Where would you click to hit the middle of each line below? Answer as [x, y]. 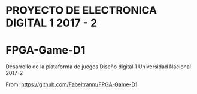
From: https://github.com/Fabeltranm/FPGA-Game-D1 [72, 84]
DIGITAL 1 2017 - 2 [51, 23]
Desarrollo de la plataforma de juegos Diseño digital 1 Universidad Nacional [98, 67]
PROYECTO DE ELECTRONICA [81, 10]
